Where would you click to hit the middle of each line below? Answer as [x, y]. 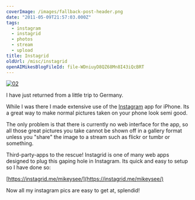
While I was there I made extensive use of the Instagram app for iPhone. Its [98, 107]
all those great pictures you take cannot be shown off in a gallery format [94, 131]
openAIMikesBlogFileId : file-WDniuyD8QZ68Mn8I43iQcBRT [75, 67]
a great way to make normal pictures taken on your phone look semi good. [97, 113]
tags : [13, 23]
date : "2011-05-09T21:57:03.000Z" [49, 17]
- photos [22, 39]
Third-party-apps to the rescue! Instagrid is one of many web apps [88, 155]
